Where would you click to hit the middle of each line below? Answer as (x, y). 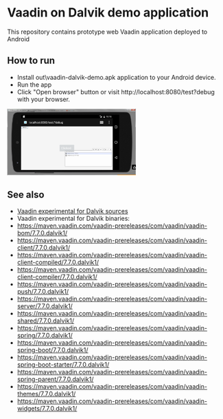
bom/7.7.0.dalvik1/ (42, 233)
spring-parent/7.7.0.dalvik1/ (55, 379)
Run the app (34, 85)
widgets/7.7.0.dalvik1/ (47, 408)
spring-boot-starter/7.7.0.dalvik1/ (63, 364)
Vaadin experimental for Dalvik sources (72, 211)
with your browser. (44, 99)
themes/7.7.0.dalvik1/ (46, 394)
